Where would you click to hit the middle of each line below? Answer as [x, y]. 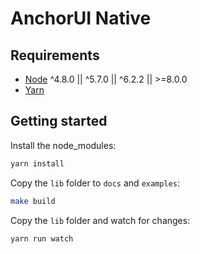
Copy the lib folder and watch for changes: [100, 220]
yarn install [37, 163]
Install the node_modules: [63, 145]
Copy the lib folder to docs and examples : [95, 183]
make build [33, 201]
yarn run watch [42, 238]
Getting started [59, 121]
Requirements [55, 55]
